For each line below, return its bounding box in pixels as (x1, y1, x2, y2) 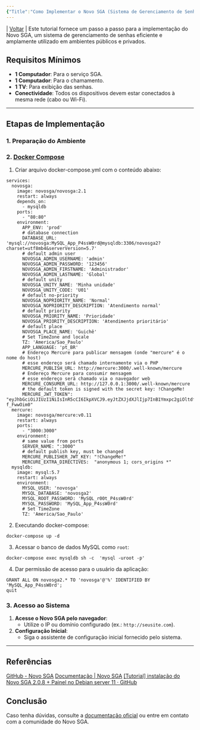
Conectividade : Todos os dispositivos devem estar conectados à (14, 90, 176, 97)
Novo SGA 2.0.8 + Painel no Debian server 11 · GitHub (6, 679, 137, 686)
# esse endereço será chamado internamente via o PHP (21, 360, 159, 366)
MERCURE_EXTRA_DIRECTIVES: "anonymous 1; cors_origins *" (21, 459, 171, 465)
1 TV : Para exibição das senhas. (14, 83, 93, 91)
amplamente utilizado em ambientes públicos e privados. (6, 38, 146, 45)
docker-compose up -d (6, 534, 60, 539)
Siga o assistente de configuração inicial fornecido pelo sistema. (23, 634, 183, 641)
